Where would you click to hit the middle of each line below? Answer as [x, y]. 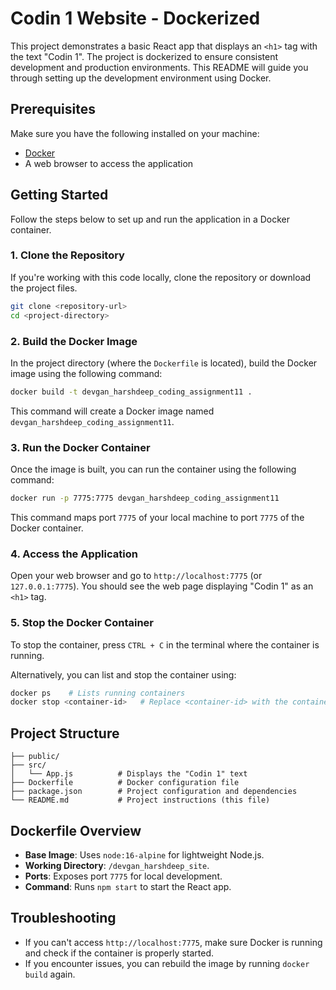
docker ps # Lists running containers [98, 693]
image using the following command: [86, 373]
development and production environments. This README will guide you [159, 67]
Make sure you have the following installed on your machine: [135, 133]
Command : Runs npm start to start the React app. [128, 886]
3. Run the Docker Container [80, 447]
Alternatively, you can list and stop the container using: [123, 674]
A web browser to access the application [109, 163]
